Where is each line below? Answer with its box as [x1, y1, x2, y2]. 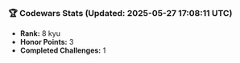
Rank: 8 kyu [19, 29, 60, 38]
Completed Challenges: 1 [19, 45, 106, 55]
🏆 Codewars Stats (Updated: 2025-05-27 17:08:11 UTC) [8, 7, 233, 18]
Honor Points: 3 [19, 37, 74, 47]
